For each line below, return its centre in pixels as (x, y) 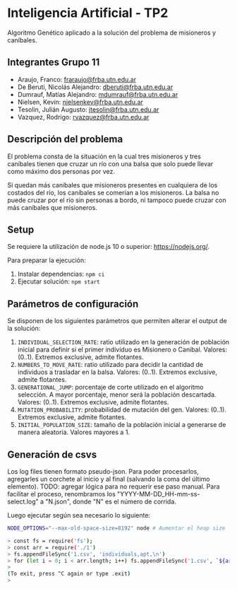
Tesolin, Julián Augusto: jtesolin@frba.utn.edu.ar (88, 109)
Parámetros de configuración (73, 304)
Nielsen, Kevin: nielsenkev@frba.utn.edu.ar (80, 102)
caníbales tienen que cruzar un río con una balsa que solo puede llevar (110, 163)
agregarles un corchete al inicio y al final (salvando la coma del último (109, 479)
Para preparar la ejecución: (47, 260)
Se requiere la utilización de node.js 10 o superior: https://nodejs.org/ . (109, 247)
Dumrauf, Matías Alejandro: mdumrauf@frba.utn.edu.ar (98, 94)
